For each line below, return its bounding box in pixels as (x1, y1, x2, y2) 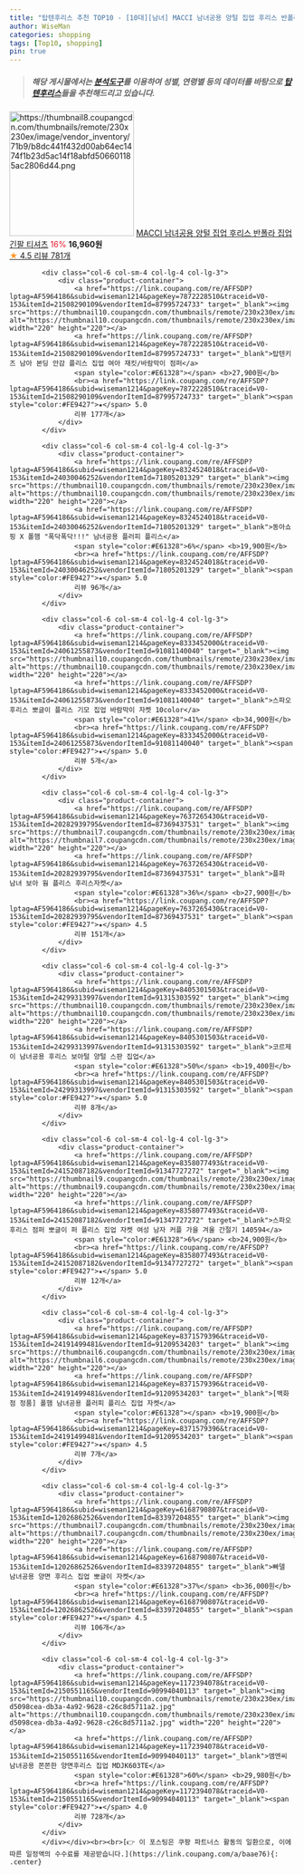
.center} (9, 1858, 43, 1867)
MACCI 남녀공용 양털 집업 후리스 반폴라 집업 (135, 227, 292, 238)
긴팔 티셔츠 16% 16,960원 (9, 239, 103, 250)
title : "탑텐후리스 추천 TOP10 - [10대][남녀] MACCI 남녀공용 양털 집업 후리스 (9, 13, 278, 23)
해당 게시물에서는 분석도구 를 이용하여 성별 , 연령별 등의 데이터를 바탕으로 (31, 76, 283, 87)
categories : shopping (9, 30, 91, 39)
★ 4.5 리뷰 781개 (9, 250, 71, 261)
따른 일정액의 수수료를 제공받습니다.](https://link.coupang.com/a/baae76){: (9, 1850, 279, 1859)
